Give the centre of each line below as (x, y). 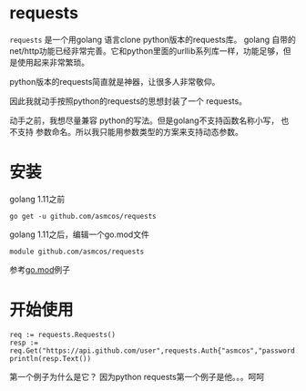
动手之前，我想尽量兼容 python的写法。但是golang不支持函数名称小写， (144, 120)
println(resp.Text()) (51, 358)
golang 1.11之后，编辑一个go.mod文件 (80, 234)
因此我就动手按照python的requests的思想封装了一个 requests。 (128, 101)
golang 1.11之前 (37, 199)
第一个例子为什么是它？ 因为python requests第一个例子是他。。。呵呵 (137, 376)
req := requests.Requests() (63, 334)
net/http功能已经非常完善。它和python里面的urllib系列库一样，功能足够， (147, 51)
